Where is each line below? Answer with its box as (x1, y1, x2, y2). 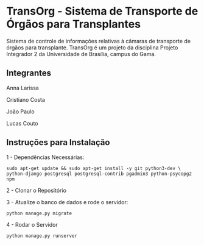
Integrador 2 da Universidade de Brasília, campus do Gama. (6, 50, 157, 57)
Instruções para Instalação (6, 137, 110, 147)
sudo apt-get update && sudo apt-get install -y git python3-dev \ (6, 165, 181, 171)
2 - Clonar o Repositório (6, 186, 67, 194)
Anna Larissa (6, 84, 40, 91)
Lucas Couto (6, 119, 38, 127)
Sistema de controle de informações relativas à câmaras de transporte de (6, 37, 191, 44)
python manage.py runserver (6, 233, 78, 239)
